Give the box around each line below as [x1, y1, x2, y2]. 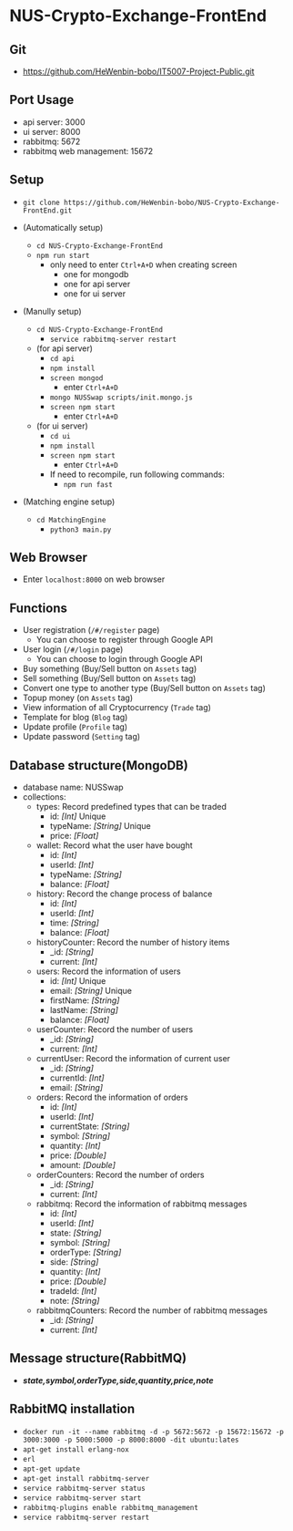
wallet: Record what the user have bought [35, 840, 193, 851]
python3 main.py [49, 525, 112, 534]
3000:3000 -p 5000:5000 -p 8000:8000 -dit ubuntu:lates [22, 1435, 239, 1444]
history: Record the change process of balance [35, 888, 213, 899]
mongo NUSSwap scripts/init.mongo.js [49, 393, 193, 402]
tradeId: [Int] [49, 1286, 97, 1297]
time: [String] [49, 917, 100, 928]
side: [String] [49, 1257, 99, 1267]
